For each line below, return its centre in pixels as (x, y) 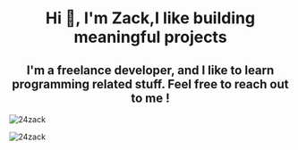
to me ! (150, 98)
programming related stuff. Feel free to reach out (150, 84)
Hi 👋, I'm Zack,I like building (150, 18)
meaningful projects (150, 37)
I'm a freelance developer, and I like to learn (150, 70)
